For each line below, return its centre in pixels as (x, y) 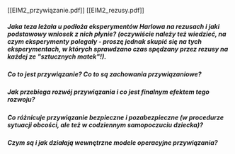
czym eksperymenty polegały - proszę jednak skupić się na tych (105, 41)
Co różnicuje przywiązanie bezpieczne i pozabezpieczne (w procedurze (116, 117)
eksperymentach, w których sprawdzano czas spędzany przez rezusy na (118, 49)
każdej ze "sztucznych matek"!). (57, 57)
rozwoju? (21, 100)
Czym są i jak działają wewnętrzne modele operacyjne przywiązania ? (113, 143)
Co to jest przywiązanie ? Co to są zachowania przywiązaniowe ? (104, 74)
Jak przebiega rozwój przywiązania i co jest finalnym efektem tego (109, 92)
